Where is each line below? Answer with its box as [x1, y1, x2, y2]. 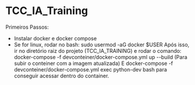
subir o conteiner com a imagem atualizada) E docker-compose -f [13, 60, 173, 67]
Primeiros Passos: [5, 23, 49, 30]
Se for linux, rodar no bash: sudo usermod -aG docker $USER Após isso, [13, 41, 190, 48]
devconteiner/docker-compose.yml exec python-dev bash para [13, 66, 167, 73]
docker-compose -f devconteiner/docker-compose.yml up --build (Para [13, 53, 188, 60]
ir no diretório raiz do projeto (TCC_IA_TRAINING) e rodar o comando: [13, 47, 182, 54]
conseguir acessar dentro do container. [13, 72, 110, 79]
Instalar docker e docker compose [13, 35, 97, 42]
